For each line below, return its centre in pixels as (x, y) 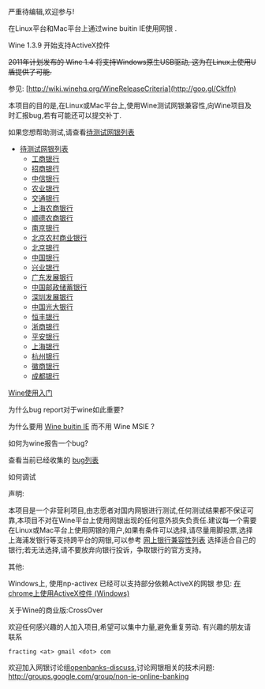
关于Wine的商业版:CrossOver (56, 610)
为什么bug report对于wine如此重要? (66, 410)
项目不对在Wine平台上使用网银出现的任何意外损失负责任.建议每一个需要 (140, 520)
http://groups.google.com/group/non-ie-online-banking (99, 676)
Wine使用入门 (30, 393)
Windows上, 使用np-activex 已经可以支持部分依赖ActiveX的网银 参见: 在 (125, 584)
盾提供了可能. (30, 72)
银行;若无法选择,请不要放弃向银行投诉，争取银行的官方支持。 (107, 550)
